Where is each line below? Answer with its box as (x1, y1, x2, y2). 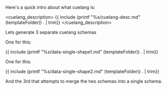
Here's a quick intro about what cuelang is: (5, 5, 96, 10)
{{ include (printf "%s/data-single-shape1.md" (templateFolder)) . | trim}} (5, 49, 158, 55)
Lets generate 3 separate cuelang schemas (5, 29, 97, 35)
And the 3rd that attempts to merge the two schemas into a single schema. (5, 78, 162, 84)
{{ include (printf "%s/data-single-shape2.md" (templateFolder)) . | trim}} (5, 68, 160, 74)
